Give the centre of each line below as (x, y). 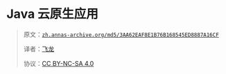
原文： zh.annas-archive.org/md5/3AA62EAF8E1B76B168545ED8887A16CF (121, 34)
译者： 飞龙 (39, 49)
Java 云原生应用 (52, 14)
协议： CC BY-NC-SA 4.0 (59, 63)
